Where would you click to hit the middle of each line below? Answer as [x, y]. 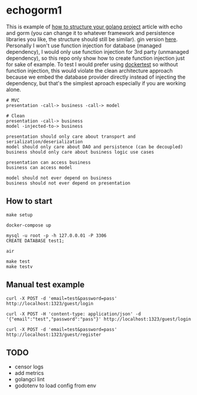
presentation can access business [49, 162]
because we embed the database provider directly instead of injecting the [96, 77]
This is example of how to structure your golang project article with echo [94, 27]
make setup [19, 215]
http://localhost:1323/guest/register [54, 335]
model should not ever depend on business [59, 178]
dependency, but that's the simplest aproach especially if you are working [96, 83]
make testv [19, 267]
